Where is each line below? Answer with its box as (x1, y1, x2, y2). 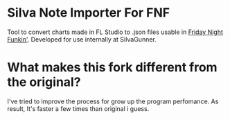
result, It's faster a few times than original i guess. (7, 104, 150, 112)
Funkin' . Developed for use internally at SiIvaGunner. (7, 35, 157, 43)
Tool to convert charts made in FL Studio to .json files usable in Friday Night (7, 28, 224, 36)
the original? (7, 74, 81, 90)
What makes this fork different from (7, 60, 218, 76)
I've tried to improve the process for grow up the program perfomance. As (7, 97, 219, 105)
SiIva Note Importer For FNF (7, 5, 170, 21)
